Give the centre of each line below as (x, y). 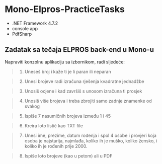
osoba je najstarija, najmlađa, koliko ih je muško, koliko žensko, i (91, 141)
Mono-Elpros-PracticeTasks (65, 9)
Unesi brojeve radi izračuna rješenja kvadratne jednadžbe (84, 81)
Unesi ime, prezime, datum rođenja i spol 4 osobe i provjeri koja (91, 135)
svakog (32, 106)
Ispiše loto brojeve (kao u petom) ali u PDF (68, 156)
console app (25, 28)
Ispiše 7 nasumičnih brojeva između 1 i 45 (68, 116)
